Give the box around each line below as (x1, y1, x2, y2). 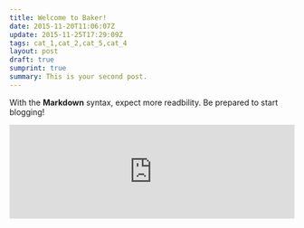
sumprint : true (9, 64, 67, 73)
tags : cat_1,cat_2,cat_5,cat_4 (9, 38, 128, 48)
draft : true (9, 55, 54, 64)
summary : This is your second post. (9, 72, 147, 81)
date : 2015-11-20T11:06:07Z (9, 22, 116, 31)
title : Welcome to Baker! (9, 13, 107, 23)
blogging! (9, 106, 45, 118)
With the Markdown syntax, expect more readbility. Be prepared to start (9, 97, 279, 108)
